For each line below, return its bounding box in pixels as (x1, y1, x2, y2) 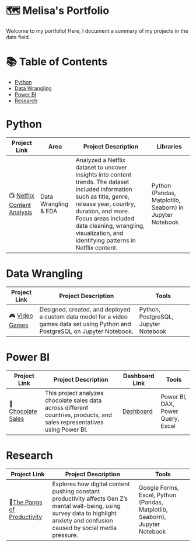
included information (75, 185, 132, 193)
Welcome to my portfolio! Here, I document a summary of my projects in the (6, 27, 188, 34)
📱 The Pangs (9, 498, 43, 506)
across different (44, 403, 89, 411)
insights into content (75, 170, 132, 178)
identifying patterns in (75, 236, 136, 244)
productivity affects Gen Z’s (52, 494, 128, 503)
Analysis (9, 208, 33, 216)
